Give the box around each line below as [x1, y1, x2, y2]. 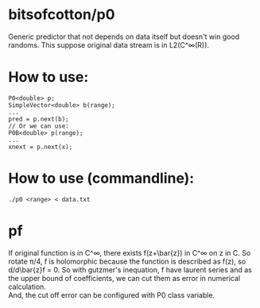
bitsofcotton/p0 [8, 6, 115, 24]
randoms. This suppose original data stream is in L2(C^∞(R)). [8, 40, 209, 49]
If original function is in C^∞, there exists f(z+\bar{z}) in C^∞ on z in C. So [8, 248, 251, 257]
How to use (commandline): [8, 169, 195, 187]
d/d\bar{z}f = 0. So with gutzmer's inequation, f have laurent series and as [8, 264, 253, 275]
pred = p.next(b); [8, 115, 69, 123]
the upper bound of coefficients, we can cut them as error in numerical [8, 273, 241, 283]
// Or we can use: [8, 121, 69, 130]
